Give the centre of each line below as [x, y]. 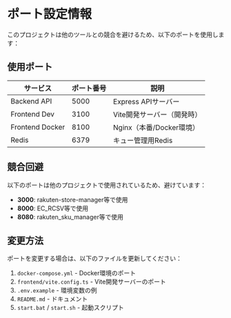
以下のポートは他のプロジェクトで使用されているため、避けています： [107, 185]
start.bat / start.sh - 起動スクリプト [70, 308]
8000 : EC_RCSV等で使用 [53, 208]
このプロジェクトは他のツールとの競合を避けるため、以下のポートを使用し [113, 34]
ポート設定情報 [50, 14]
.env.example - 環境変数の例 [57, 290]
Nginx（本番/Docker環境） [156, 127]
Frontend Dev [33, 114]
